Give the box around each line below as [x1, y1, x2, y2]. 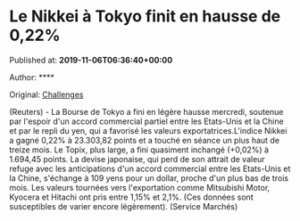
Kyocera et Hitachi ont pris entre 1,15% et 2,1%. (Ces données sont [9, 192, 254, 202]
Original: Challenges [9, 89, 84, 100]
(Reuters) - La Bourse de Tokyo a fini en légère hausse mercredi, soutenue [9, 106, 284, 117]
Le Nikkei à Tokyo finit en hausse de [9, 6, 281, 27]
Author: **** [9, 71, 55, 82]
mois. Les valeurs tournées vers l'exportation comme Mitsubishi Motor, [9, 182, 271, 192]
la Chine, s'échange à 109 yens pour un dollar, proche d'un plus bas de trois [9, 172, 288, 184]
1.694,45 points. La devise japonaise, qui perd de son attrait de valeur [9, 153, 265, 164]
